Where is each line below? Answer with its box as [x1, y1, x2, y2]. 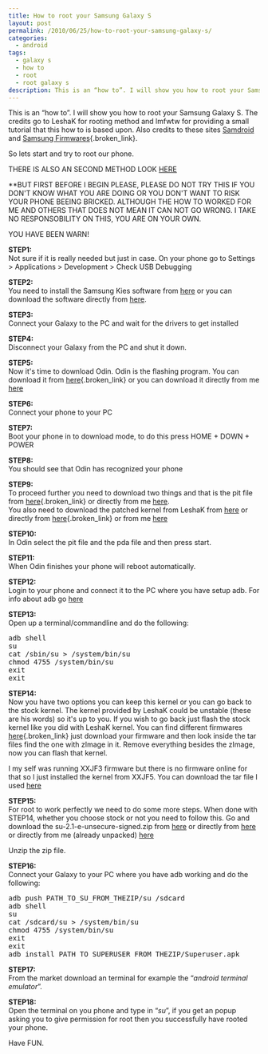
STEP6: [8, 399, 33, 409]
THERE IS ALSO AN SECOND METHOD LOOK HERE [8, 165, 177, 174]
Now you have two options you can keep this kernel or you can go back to [8, 697, 253, 707]
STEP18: [8, 997, 37, 1007]
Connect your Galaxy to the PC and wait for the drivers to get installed [8, 319, 239, 328]
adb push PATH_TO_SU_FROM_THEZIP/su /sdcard [8, 894, 186, 903]
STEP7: [8, 423, 33, 433]
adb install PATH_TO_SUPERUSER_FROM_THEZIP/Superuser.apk [8, 950, 240, 959]
